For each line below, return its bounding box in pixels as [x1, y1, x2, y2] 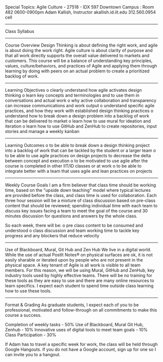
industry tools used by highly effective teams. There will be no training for [5, 273, 153, 278]
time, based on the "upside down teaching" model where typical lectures [5, 187, 151, 193]
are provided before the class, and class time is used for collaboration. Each [5, 193, 157, 198]
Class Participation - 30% [5, 332, 57, 338]
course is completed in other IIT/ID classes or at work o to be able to [5, 163, 142, 169]
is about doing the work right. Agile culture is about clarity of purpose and [5, 48, 153, 53]
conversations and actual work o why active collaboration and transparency [5, 98, 157, 103]
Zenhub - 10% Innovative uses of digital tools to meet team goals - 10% [5, 327, 148, 332]
